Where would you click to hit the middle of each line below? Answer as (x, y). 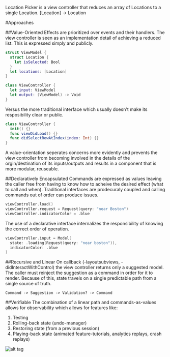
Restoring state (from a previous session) (56, 329)
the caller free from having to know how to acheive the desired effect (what (84, 184)
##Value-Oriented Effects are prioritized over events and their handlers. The (85, 32)
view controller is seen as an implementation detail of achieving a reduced (83, 38)
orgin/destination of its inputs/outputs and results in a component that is (81, 163)
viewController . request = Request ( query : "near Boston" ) (67, 209)
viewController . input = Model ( (38, 238)
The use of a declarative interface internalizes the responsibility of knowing (84, 223)
